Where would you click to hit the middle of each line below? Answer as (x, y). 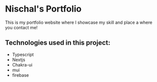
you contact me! (21, 27)
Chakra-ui (22, 65)
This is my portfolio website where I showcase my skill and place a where (79, 22)
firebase (20, 75)
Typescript (23, 54)
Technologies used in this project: (58, 43)
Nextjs (19, 60)
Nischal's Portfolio (43, 9)
